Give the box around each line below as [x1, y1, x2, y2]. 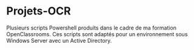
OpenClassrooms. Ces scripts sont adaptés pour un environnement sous [6, 30, 188, 37]
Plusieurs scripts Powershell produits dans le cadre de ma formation [6, 24, 177, 31]
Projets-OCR [6, 4, 71, 18]
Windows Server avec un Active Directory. [6, 37, 112, 44]
